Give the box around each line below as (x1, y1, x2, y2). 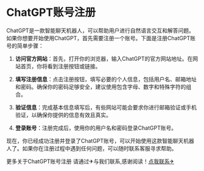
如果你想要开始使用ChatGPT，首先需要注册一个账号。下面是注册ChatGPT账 (6, 34, 196, 41)
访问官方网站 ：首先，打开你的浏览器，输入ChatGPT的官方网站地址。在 (15, 55, 193, 62)
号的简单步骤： (6, 42, 44, 49)
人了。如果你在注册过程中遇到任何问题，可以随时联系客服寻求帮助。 (6, 144, 177, 152)
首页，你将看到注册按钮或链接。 (20, 62, 101, 70)
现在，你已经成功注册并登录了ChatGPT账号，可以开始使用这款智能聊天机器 (6, 137, 195, 144)
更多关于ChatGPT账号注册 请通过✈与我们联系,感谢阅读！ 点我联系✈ (6, 158, 175, 165)
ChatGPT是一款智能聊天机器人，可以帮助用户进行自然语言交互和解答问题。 (6, 27, 195, 34)
